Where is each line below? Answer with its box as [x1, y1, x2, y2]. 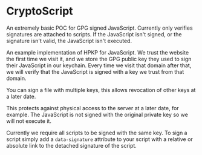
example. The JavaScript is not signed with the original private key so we [6, 111, 189, 118]
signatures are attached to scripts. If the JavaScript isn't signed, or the [6, 30, 182, 38]
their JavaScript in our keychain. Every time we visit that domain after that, [6, 62, 192, 69]
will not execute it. [6, 117, 51, 125]
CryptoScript [6, 4, 74, 18]
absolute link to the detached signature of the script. [6, 142, 137, 149]
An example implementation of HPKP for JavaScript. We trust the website [6, 48, 189, 56]
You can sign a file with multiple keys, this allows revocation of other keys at [6, 86, 196, 93]
